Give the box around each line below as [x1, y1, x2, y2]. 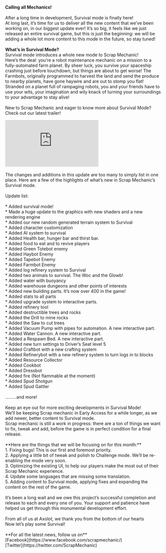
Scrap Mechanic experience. [5, 468, 64, 474]
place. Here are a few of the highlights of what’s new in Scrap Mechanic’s [5, 177, 156, 183]
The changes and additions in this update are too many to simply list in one [5, 172, 159, 177]
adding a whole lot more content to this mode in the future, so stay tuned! [5, 36, 156, 42]
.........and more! [5, 394, 37, 400]
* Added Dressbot [5, 368, 42, 373]
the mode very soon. [24, 458, 67, 463]
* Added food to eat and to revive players [5, 241, 90, 246]
